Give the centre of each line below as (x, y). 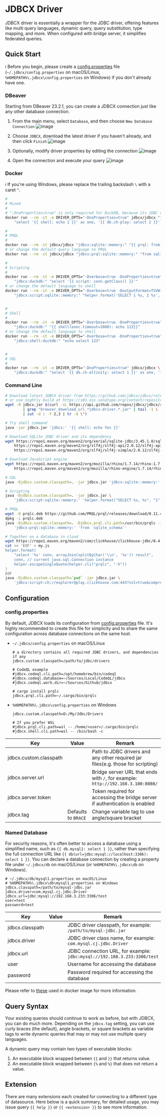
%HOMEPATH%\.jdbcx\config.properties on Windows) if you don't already (78, 77)
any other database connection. (38, 112)
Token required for (113, 791)
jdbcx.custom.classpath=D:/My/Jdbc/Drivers (58, 714)
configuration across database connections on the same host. (68, 634)
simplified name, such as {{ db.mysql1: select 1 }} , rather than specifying (82, 849)
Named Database (26, 832)
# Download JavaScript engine (36, 460)
